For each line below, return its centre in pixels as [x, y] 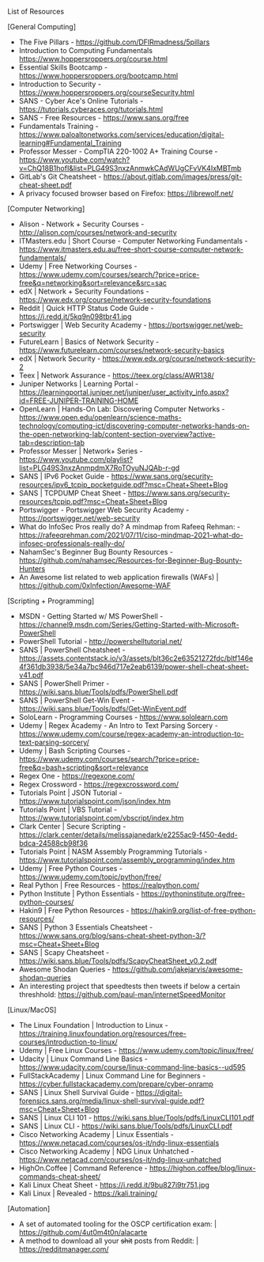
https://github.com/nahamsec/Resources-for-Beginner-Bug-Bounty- [130, 560]
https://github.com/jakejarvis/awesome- [178, 969]
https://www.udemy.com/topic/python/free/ [90, 877]
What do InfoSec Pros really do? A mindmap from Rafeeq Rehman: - [130, 527]
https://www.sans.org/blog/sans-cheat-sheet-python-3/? [112, 936]
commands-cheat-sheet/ [60, 1177]
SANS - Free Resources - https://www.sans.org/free [104, 117]
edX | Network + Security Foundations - [84, 291]
